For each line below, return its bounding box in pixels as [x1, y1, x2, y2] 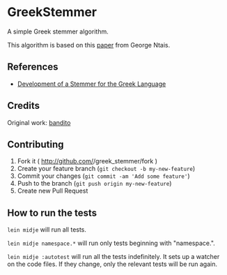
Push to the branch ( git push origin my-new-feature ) [17, 179, 172, 188]
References [7, 61, 58, 73]
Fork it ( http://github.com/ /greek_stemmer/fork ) [17, 157, 158, 165]
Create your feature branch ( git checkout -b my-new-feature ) [17, 165, 196, 173]
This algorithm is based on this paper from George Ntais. [7, 40, 171, 49]
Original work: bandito [7, 118, 71, 126]
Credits [7, 100, 40, 112]
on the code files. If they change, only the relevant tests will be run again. [7, 260, 218, 269]
